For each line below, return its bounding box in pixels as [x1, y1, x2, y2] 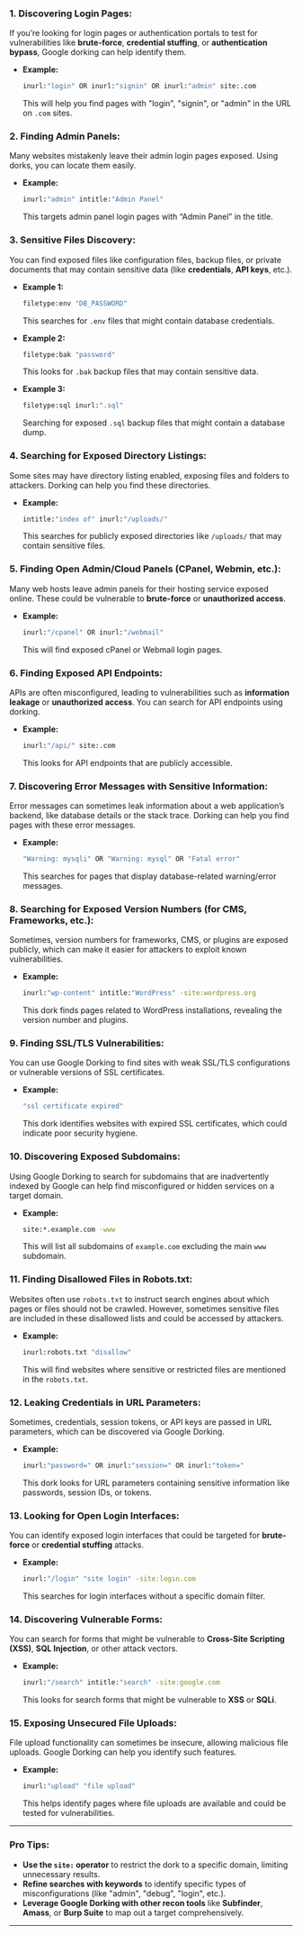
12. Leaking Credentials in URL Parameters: [9, 1396, 201, 1409]
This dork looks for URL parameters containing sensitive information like [22, 1477, 290, 1488]
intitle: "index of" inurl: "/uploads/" [22, 515, 168, 524]
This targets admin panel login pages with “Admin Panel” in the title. [22, 211, 274, 223]
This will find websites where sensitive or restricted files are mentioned [22, 1364, 286, 1374]
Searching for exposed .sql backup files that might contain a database [22, 417, 286, 428]
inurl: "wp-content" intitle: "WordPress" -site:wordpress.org [22, 989, 257, 998]
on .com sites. [22, 107, 73, 119]
